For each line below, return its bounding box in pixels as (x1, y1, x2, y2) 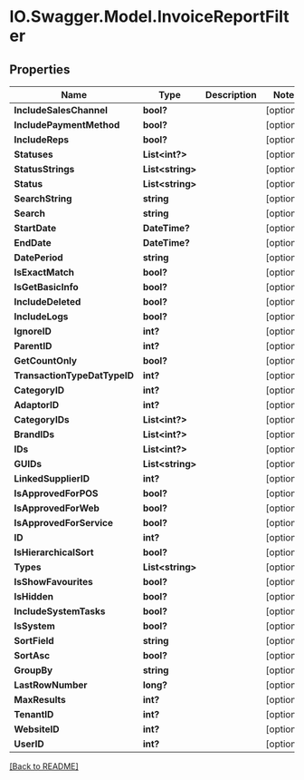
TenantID (14, 708, 54, 720)
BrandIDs (14, 428, 55, 441)
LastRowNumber (14, 678, 88, 691)
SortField (14, 635, 54, 647)
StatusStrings (14, 163, 75, 175)
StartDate (14, 222, 57, 234)
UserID (14, 737, 45, 750)
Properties (9, 62, 71, 77)
